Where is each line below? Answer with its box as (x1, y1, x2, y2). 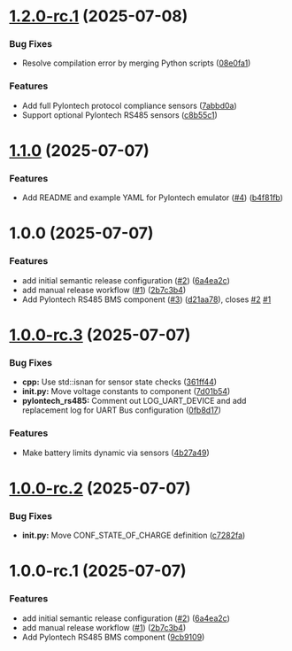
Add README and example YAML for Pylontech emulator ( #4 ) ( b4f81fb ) (21, 192, 283, 203)
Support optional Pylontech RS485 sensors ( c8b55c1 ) (21, 109, 219, 120)
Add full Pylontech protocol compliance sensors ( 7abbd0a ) (21, 100, 237, 111)
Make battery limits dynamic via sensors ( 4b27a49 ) (21, 447, 210, 458)
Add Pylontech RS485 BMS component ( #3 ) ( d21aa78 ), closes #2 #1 (21, 294, 272, 305)
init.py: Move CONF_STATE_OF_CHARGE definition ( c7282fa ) (21, 530, 246, 541)
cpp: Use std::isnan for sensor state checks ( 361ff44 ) (21, 376, 218, 387)
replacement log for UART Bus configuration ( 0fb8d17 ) (21, 405, 221, 415)
